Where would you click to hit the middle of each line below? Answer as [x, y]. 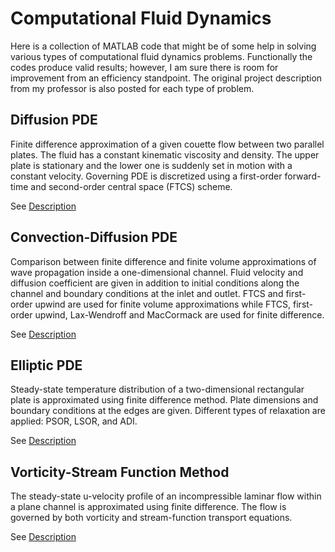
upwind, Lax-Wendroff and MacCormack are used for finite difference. [179, 314]
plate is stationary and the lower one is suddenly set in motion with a [151, 165]
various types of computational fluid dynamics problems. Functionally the [161, 56]
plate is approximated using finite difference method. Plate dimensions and [164, 400]
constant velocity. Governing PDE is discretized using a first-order [146, 176]
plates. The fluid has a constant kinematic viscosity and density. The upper [165, 154]
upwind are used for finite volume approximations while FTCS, [163, 304]
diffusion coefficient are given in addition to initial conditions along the [155, 283]
